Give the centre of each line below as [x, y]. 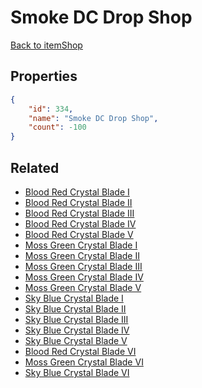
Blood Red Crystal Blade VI [80, 351]
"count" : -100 [57, 127]
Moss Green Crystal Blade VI [84, 362]
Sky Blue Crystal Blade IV [77, 330]
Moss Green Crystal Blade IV [84, 277]
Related [35, 167]
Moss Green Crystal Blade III [83, 266]
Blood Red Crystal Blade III [79, 213]
